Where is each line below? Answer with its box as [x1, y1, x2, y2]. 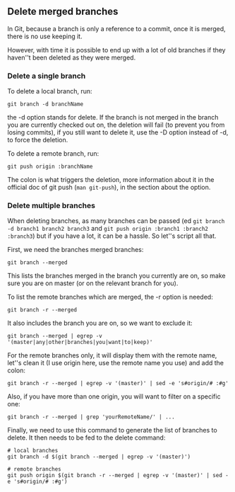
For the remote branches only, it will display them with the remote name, [7, 351, 217, 360]
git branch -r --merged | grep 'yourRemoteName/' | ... [7, 413, 175, 421]
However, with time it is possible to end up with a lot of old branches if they [7, 45, 226, 54]
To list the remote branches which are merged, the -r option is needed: [7, 293, 213, 302]
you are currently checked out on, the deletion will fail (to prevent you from [7, 120, 225, 130]
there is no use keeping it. [7, 32, 83, 40]
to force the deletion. [7, 136, 68, 144]
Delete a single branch [7, 71, 86, 81]
